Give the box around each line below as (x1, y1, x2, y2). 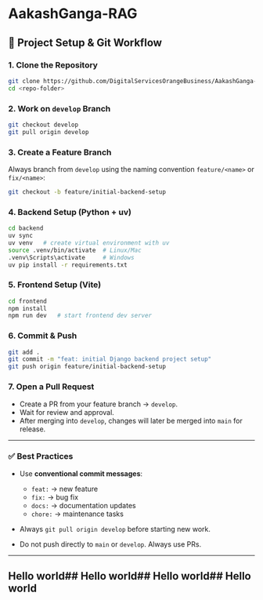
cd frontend (8, 297, 47, 305)
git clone (8, 77, 41, 85)
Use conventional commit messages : (19, 468, 143, 478)
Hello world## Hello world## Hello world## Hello (8, 569, 252, 583)
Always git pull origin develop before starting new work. (19, 524, 211, 533)
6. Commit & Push (8, 330, 77, 341)
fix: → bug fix (31, 492, 79, 502)
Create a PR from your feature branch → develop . (19, 399, 178, 409)
